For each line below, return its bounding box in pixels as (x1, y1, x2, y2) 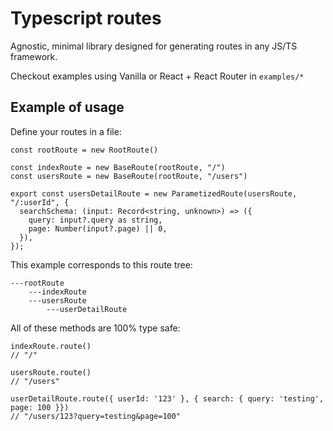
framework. (10, 50, 58, 62)
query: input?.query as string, (28, 215, 163, 225)
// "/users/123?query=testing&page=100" (10, 411, 182, 421)
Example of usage (10, 99, 125, 116)
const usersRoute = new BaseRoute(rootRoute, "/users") (10, 171, 248, 181)
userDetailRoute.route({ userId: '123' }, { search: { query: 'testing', (10, 393, 325, 404)
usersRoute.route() (10, 367, 92, 377)
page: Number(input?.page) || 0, (28, 223, 168, 234)
